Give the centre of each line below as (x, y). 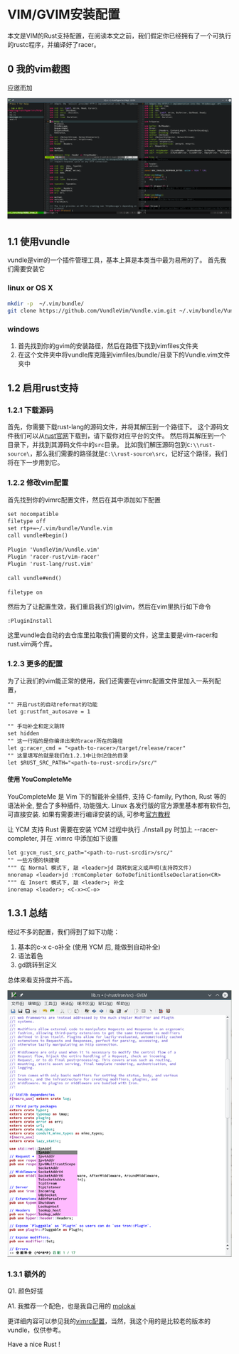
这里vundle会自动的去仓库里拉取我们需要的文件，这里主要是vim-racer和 (113, 635)
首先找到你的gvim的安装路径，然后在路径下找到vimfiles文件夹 (108, 345)
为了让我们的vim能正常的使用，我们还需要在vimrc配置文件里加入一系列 (111, 681)
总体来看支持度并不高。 (42, 980)
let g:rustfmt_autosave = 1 (49, 712)
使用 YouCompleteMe (40, 780)
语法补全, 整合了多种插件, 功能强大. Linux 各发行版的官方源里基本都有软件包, (119, 806)
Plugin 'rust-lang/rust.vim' (51, 564)
